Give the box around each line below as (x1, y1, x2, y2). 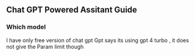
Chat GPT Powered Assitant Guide (6, 5, 137, 15)
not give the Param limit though (6, 43, 84, 50)
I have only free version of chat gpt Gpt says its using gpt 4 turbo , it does (6, 36, 190, 44)
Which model (6, 23, 46, 31)
